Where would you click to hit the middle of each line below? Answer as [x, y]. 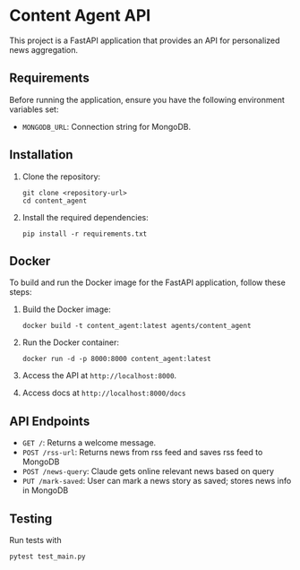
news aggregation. [44, 49]
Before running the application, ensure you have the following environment [147, 99]
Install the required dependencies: [86, 217]
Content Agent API [80, 16]
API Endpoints [50, 421]
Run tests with [35, 540]
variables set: [34, 109]
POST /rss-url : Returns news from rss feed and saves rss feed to [142, 453]
